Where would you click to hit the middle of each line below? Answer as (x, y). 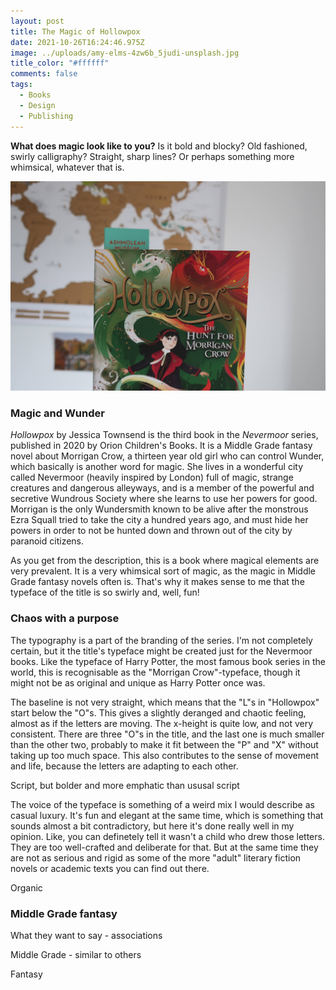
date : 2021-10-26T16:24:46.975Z (77, 42)
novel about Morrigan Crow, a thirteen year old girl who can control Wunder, (167, 456)
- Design (37, 105)
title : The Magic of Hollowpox (75, 31)
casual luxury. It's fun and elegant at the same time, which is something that (167, 815)
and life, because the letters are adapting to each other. (124, 766)
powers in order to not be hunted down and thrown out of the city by (151, 531)
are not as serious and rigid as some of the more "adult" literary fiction (156, 857)
